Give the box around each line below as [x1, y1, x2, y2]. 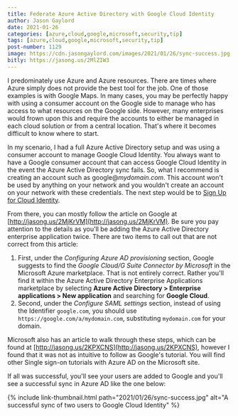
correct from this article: [7, 240, 78, 248]
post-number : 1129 [7, 43, 62, 50]
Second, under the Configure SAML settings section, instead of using [17, 299, 222, 307]
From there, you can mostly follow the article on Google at [7, 209, 178, 218]
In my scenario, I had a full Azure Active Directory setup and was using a [7, 143, 220, 151]
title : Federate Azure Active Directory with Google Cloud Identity [7, 10, 215, 18]
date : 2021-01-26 [7, 23, 59, 31]
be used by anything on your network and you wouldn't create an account [7, 181, 225, 189]
